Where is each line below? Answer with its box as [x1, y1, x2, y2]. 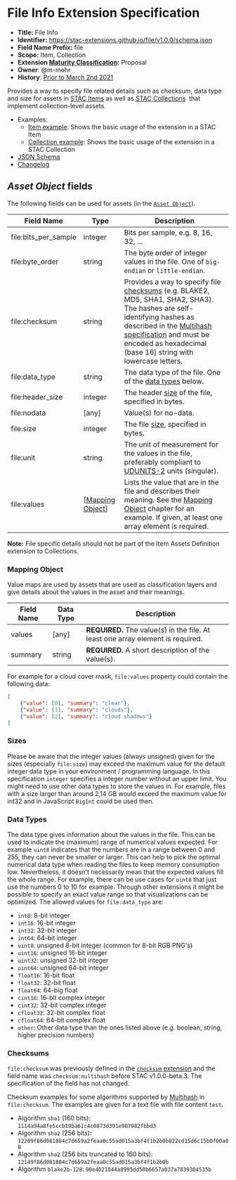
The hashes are [124, 303, 176, 313]
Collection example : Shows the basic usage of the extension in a [27, 137, 216, 146]
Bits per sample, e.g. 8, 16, [124, 227, 213, 237]
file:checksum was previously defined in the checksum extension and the [7, 1064, 216, 1073]
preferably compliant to [124, 457, 202, 467]
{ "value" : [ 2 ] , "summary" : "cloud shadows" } [20, 712, 152, 720]
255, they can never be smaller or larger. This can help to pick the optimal [7, 853, 221, 861]
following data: [7, 680, 51, 688]
